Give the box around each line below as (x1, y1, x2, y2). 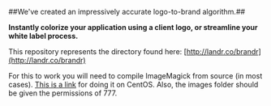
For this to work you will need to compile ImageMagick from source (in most (8, 71, 263, 80)
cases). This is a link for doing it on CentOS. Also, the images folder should (8, 80, 259, 89)
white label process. (8, 32, 79, 40)
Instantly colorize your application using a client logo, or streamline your (8, 23, 258, 32)
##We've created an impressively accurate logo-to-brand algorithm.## (8, 7, 246, 16)
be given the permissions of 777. (8, 88, 118, 98)
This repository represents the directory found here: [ (8, 47, 187, 56)
